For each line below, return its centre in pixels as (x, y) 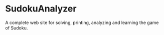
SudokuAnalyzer (41, 9)
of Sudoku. (17, 27)
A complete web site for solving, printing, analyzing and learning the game (82, 22)
